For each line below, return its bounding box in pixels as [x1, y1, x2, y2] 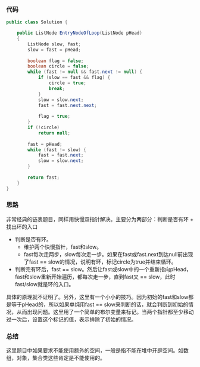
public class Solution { [6, 19, 68, 25]
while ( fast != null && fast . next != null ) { [27, 69, 143, 75]
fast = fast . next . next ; [37, 102, 97, 108]
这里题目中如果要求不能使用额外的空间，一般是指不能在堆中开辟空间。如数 [6, 347, 189, 354]
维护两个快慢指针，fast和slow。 [23, 243, 102, 250]
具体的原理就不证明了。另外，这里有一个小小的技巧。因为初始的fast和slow [6, 293, 189, 300]
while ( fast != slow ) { [27, 146, 86, 153]
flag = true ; [37, 114, 70, 120]
